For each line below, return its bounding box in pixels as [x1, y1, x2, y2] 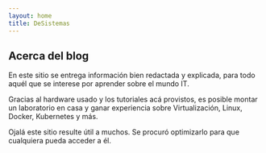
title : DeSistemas [8, 19, 70, 27]
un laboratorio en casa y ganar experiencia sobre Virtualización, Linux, [8, 103, 243, 113]
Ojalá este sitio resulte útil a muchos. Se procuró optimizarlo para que [8, 127, 240, 137]
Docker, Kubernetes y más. [8, 112, 98, 122]
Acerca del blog [8, 49, 89, 63]
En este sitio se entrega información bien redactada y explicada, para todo [8, 70, 256, 81]
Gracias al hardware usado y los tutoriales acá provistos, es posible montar [8, 94, 258, 105]
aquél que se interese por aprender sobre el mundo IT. [8, 79, 189, 89]
